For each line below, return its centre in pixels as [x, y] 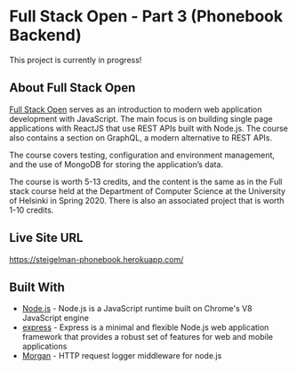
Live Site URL [46, 238]
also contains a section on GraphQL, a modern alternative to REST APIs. [141, 137]
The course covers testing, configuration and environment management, [142, 155]
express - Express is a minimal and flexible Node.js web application [145, 327]
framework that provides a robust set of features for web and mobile [148, 337]
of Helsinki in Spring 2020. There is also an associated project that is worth [147, 200]
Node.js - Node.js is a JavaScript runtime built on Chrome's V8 [137, 309]
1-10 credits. [32, 210]
